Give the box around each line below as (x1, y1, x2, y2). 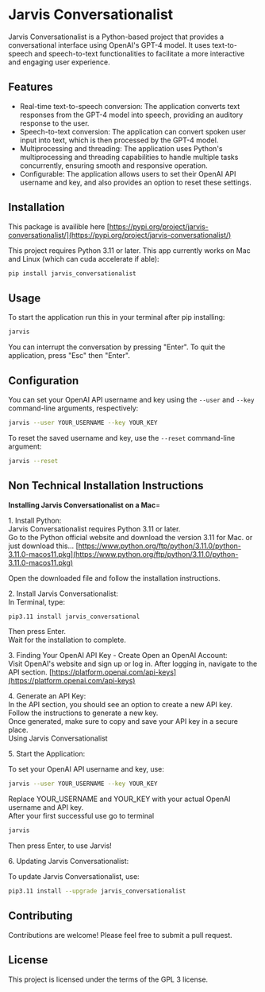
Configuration (8, 374, 79, 387)
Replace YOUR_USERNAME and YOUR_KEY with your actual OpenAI (8, 794, 231, 804)
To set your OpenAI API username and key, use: (8, 764, 164, 774)
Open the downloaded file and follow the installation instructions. (8, 573, 221, 582)
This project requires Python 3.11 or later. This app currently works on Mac (8, 245, 252, 255)
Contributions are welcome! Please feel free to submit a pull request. (8, 930, 232, 939)
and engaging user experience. (8, 57, 110, 67)
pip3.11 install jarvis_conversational (8, 613, 140, 620)
